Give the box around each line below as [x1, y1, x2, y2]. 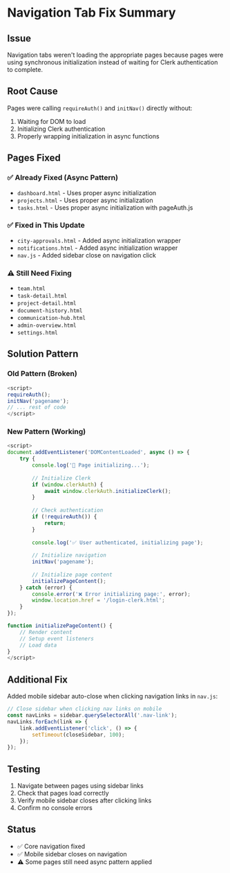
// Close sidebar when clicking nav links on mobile [7, 705, 162, 712]
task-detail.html [17, 293, 68, 300]
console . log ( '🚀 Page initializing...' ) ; [32, 462, 150, 469]
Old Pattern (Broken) [7, 369, 77, 379]
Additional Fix [7, 674, 68, 685]
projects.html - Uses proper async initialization [17, 196, 153, 204]
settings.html [17, 330, 58, 336]
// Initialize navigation [32, 552, 107, 559]
